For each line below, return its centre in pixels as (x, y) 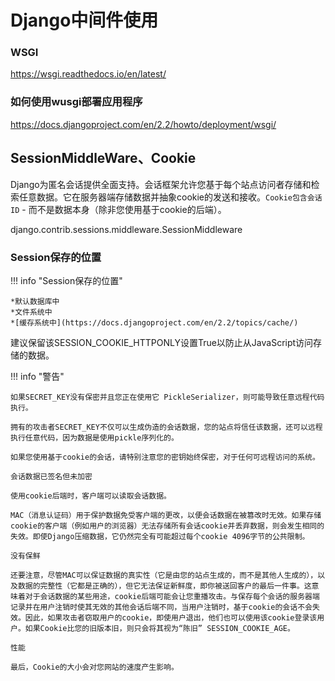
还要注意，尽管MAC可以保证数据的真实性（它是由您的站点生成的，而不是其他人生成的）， (164, 575)
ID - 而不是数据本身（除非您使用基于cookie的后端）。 (118, 209)
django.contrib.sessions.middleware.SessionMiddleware (126, 229)
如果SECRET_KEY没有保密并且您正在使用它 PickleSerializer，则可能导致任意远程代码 (167, 397)
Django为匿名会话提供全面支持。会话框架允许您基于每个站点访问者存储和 (161, 184)
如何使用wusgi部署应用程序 (76, 102)
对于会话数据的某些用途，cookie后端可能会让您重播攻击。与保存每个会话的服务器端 (172, 596)
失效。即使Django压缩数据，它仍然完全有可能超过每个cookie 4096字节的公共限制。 (160, 536)
